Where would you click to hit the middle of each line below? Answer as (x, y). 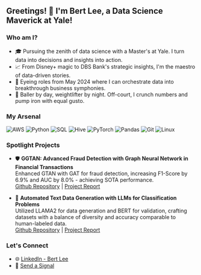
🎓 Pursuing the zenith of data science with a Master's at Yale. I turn (100, 51)
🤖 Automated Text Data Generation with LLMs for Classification (96, 198)
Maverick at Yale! (39, 21)
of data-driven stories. (43, 75)
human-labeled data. (41, 224)
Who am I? (22, 38)
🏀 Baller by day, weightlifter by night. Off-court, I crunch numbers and (101, 94)
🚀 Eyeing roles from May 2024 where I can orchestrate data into (94, 81)
